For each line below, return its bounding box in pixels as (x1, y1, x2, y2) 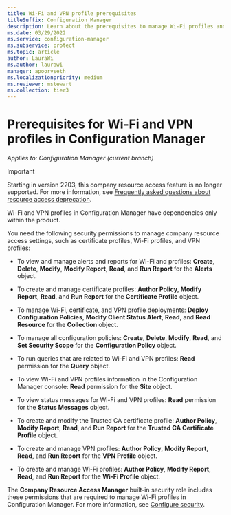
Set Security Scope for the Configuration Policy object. (16, 341, 177, 350)
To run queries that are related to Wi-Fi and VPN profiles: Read (16, 355, 195, 363)
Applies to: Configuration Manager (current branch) (7, 154, 154, 162)
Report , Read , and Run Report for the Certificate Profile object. (16, 293, 199, 301)
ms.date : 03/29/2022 (7, 29, 67, 36)
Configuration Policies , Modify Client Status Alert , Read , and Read (16, 313, 211, 322)
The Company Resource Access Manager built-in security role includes (7, 486, 212, 494)
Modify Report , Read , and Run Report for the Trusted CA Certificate (16, 424, 214, 432)
